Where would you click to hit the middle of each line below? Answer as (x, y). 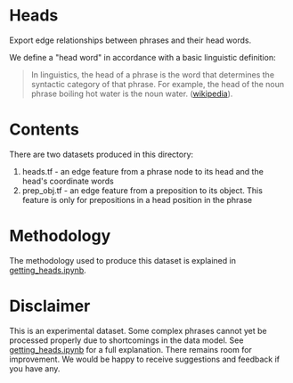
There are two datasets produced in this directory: (102, 154)
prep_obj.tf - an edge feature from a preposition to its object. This (142, 190)
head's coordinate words (68, 181)
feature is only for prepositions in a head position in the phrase (137, 200)
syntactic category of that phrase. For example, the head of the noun (158, 84)
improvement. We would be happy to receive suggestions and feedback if (145, 359)
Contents (45, 130)
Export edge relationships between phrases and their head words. (130, 40)
